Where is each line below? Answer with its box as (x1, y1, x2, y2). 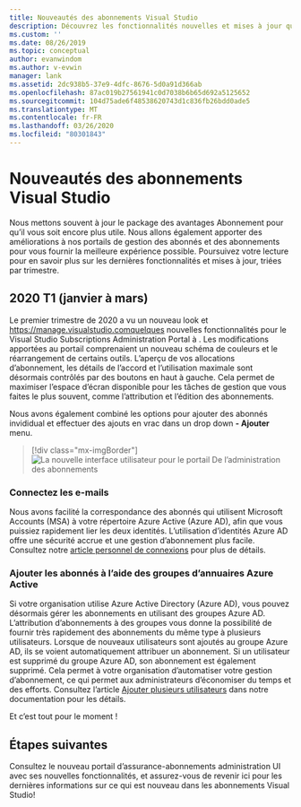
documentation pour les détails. (9, 694, 126, 705)
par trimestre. (9, 265, 60, 275)
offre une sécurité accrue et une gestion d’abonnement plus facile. (9, 534, 255, 545)
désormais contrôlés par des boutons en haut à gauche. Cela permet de (9, 371, 275, 382)
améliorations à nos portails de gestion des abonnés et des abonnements (9, 236, 280, 247)
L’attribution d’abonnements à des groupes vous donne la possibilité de (9, 618, 272, 629)
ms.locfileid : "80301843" (9, 130, 106, 139)
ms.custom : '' (9, 30, 63, 39)
